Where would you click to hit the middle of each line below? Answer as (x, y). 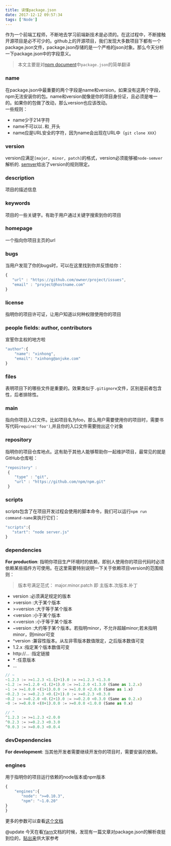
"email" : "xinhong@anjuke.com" (48, 359)
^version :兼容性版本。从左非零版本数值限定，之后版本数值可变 (78, 641)
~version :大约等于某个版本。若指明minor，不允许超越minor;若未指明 (85, 628)
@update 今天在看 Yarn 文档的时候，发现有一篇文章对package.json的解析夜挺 (85, 832)
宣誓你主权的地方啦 (25, 339)
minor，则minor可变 (34, 634)
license (15, 303)
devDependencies (28, 740)
